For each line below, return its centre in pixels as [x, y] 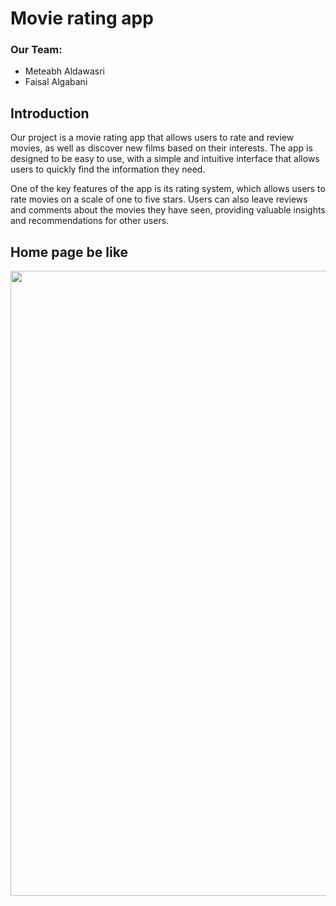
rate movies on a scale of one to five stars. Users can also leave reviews [159, 199]
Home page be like [69, 252]
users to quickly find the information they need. [108, 169]
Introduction [50, 113]
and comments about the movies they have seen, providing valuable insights [168, 210]
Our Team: [36, 50]
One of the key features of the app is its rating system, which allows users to [168, 189]
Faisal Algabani [56, 82]
